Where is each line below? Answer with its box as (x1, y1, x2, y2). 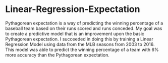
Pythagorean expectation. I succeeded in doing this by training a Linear (5, 36, 154, 42)
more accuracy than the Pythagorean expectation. (5, 51, 110, 58)
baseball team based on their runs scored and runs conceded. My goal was (5, 25, 162, 31)
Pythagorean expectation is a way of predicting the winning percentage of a (5, 20, 163, 26)
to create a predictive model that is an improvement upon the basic (5, 30, 145, 36)
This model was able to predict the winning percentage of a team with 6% (5, 46, 159, 52)
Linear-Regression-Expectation (5, 3, 140, 15)
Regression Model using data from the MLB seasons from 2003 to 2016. (5, 41, 155, 47)
